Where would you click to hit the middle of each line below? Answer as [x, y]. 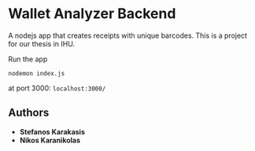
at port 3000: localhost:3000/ [57, 88]
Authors [29, 113]
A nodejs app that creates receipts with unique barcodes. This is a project [128, 35]
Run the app [28, 59]
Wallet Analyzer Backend [92, 14]
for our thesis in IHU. [42, 43]
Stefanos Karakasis [52, 131]
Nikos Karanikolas [50, 140]
